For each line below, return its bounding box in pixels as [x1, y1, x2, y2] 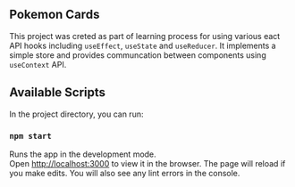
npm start [9, 131, 52, 141]
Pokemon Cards [9, 7, 100, 22]
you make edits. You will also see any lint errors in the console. [9, 167, 240, 178]
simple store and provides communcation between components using [9, 49, 266, 61]
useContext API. [9, 59, 67, 69]
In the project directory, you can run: [9, 109, 144, 119]
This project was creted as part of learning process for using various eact [9, 30, 281, 41]
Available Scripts [9, 85, 105, 101]
